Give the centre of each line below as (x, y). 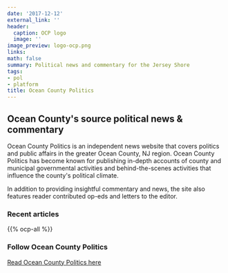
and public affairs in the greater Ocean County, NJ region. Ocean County (111, 153)
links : (17, 53)
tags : (15, 71)
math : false (24, 59)
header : (18, 26)
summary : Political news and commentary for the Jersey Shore (98, 65)
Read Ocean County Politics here (54, 262)
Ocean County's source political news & (95, 119)
